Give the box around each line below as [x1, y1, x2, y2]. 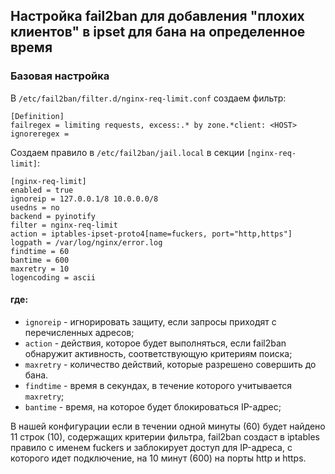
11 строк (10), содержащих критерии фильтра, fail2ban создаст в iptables [10, 430, 320, 443]
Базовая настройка [10, 69, 110, 83]
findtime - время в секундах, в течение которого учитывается [24, 379, 292, 391]
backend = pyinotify [10, 211, 97, 221]
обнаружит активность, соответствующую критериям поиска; [24, 347, 293, 359]
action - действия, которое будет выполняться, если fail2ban [24, 337, 287, 349]
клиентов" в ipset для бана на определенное [10, 24, 306, 41]
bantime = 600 [10, 255, 70, 265]
